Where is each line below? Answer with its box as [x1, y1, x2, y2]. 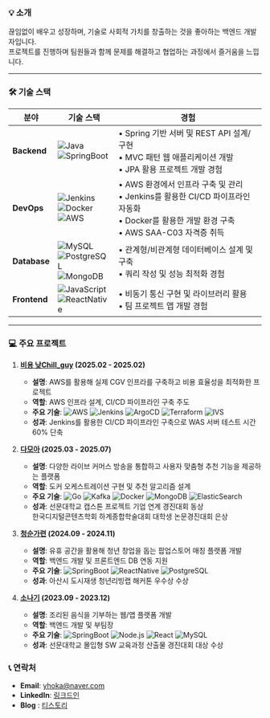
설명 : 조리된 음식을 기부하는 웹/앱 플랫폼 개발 [31, 610, 173, 619]
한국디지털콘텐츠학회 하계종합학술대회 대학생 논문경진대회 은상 [31, 512, 228, 521]
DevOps [12, 202, 44, 214]
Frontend [12, 293, 48, 304]
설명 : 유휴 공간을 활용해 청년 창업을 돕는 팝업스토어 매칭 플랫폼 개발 [31, 545, 243, 555]
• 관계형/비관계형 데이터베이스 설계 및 [118, 243, 253, 255]
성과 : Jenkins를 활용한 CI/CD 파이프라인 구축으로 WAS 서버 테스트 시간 [31, 417, 256, 426]
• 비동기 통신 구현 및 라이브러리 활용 [118, 288, 247, 299]
